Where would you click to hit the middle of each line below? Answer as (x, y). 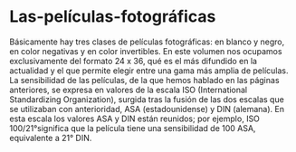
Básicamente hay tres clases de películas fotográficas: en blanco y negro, (147, 42)
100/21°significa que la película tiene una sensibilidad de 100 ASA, (133, 128)
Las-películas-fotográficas (113, 17)
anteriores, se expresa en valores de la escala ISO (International (129, 90)
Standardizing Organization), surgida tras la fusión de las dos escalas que (147, 99)
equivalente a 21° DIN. (51, 138)
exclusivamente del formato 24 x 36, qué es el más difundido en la (134, 61)
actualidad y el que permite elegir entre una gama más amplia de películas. (149, 71)
